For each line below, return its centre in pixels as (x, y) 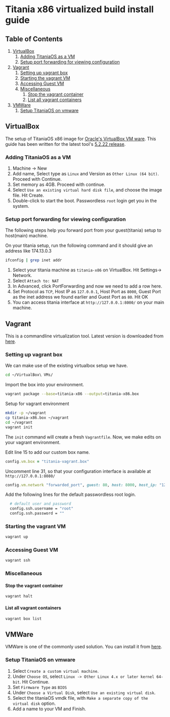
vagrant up (17, 537)
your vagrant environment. (33, 442)
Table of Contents (34, 39)
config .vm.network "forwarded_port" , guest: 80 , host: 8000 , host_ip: (81, 485)
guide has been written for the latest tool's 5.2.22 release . (66, 144)
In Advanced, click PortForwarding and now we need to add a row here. (87, 286)
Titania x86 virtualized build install (80, 9)
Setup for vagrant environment (37, 404)
